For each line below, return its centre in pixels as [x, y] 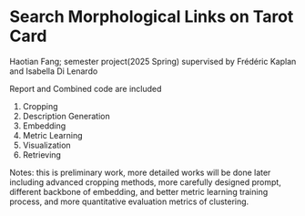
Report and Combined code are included [86, 88]
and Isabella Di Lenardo [54, 71]
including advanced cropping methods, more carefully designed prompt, [146, 182]
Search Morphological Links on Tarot [152, 17]
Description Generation [66, 116]
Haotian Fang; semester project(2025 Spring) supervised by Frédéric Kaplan [153, 61]
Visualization [46, 145]
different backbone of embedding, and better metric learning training [139, 191]
